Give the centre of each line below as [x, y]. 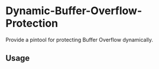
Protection [32, 23]
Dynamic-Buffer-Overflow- [74, 11]
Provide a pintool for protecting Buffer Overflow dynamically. [79, 40]
